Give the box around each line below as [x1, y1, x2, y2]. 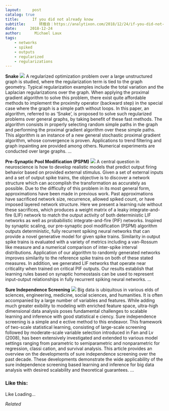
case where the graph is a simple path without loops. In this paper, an [5, 105, 149, 111]
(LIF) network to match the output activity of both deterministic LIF [13, 212, 151, 218]
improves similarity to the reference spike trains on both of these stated [5, 255, 153, 261]
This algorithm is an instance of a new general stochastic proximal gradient [5, 132, 161, 139]
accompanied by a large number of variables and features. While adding [5, 298, 155, 304]
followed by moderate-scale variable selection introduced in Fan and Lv [5, 329, 153, 335]
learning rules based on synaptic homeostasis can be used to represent [5, 271, 154, 277]
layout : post [5, 7, 42, 13]
